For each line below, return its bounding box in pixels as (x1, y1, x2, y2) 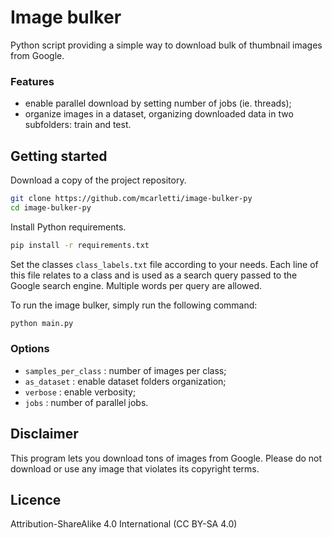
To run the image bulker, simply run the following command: (10, 299, 258, 311)
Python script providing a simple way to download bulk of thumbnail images (10, 39, 323, 51)
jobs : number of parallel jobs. (24, 396, 149, 408)
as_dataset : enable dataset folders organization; (24, 375, 227, 387)
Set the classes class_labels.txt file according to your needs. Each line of (10, 258, 319, 270)
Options (10, 342, 50, 356)
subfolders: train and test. (24, 119, 132, 131)
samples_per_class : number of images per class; (24, 364, 227, 376)
